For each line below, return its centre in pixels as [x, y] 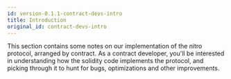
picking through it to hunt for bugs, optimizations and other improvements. [113, 68]
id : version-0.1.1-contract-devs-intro [65, 14]
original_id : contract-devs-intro [57, 26]
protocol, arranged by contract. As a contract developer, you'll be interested [116, 53]
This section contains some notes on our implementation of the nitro [105, 46]
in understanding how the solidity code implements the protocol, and [105, 61]
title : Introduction [37, 20]
